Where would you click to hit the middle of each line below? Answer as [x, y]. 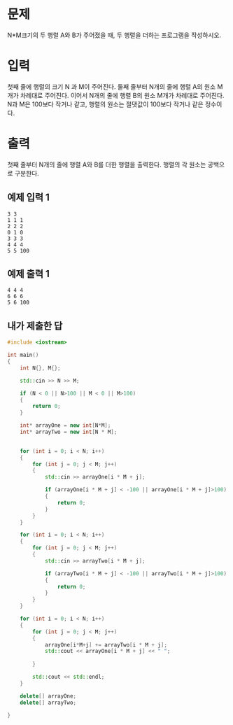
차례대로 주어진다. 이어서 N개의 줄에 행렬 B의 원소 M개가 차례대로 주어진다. [122, 95]
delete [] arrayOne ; [48, 696]
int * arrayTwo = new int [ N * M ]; [69, 432]
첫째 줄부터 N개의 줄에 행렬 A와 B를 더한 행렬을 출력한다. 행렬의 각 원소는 [107, 164]
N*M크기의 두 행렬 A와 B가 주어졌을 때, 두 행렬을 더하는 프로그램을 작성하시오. [114, 35]
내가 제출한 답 [35, 326]
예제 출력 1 [29, 274]
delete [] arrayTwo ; [48, 703]
